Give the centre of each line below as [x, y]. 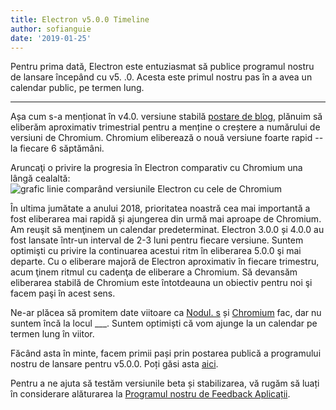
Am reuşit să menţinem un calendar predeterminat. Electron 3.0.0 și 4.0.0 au [167, 230]
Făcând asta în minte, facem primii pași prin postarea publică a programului [166, 353]
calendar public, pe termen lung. [77, 88]
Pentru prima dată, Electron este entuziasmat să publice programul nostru [162, 67]
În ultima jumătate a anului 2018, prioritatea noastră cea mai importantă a [160, 208]
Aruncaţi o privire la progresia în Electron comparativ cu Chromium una [156, 168]
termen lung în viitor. [52, 334]
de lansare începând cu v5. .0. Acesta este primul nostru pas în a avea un [161, 77]
